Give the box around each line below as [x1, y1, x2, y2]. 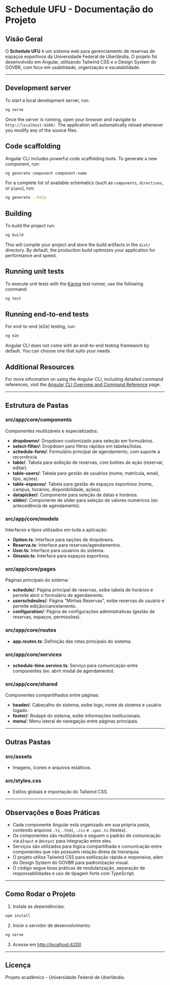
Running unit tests [5, 267, 64, 276]
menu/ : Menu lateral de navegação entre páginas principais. [12, 718, 139, 724]
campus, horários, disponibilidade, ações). [12, 486, 102, 492]
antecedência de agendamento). [12, 502, 81, 509]
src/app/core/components [5, 416, 72, 423]
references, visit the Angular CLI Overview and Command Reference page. [5, 381, 161, 387]
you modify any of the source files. [5, 127, 78, 133]
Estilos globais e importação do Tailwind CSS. [12, 789, 108, 795]
